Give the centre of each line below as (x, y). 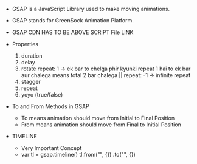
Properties (25, 44)
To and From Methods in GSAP (50, 106)
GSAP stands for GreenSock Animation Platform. (73, 20)
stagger (31, 82)
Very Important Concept (51, 148)
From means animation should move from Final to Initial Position (101, 125)
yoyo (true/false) (42, 94)
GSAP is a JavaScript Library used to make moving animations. (91, 9)
